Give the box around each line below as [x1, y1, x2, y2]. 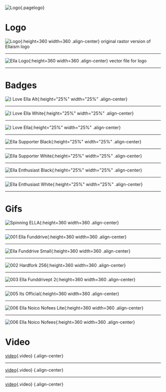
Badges [5, 80, 37, 91]
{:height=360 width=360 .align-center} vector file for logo [29, 57, 147, 64]
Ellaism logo [5, 44, 30, 49]
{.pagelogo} [20, 5, 45, 10]
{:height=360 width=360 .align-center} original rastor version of [20, 38, 151, 44]
